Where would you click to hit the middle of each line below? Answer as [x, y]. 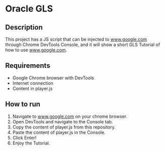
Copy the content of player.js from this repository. [64, 127]
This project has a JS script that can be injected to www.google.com [76, 39]
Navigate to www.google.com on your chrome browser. [70, 116]
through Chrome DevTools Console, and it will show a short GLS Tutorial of [82, 45]
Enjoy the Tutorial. [31, 143]
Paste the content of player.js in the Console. [59, 132]
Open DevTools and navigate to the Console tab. [63, 121]
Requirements [28, 66]
